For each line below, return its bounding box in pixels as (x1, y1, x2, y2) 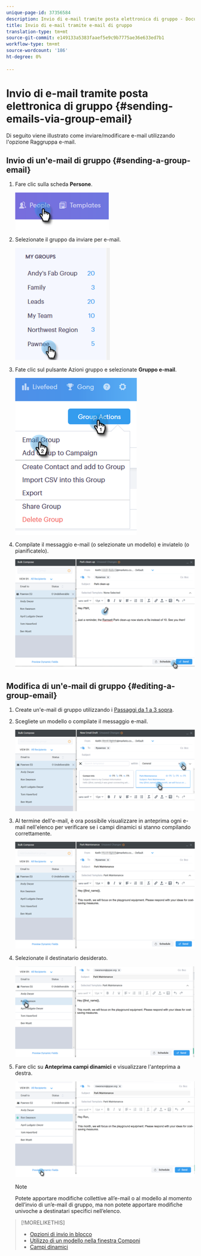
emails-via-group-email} (6, 112, 133, 126)
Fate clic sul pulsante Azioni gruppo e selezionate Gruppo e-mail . (14, 366, 177, 373)
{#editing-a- (127, 681, 175, 691)
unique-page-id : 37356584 (6, 10, 71, 16)
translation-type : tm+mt (6, 29, 68, 35)
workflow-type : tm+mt (6, 41, 60, 47)
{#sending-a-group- (112, 156, 191, 166)
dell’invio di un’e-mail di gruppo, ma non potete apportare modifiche (14, 1201, 183, 1208)
